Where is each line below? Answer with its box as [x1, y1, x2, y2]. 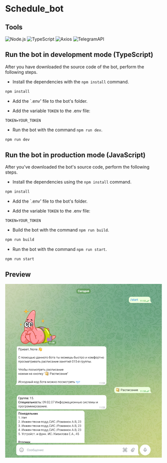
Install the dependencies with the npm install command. [12, 78, 129, 85]
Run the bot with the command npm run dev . [12, 127, 103, 133]
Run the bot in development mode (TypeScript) [5, 50, 154, 59]
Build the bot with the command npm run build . [12, 227, 109, 233]
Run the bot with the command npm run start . [12, 246, 107, 252]
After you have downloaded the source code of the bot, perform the [5, 63, 144, 70]
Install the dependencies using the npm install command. [12, 179, 132, 185]
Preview [5, 270, 31, 279]
